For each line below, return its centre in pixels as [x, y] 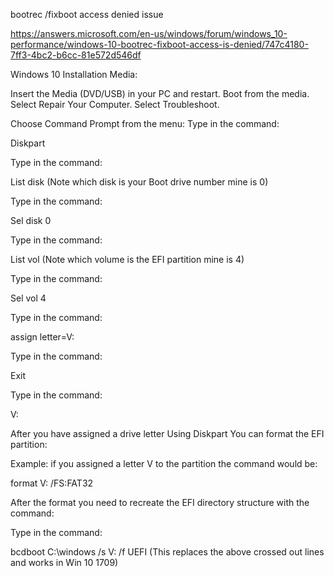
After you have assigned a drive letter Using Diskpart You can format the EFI [167, 433]
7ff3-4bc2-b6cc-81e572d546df [76, 55]
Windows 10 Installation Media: [74, 74]
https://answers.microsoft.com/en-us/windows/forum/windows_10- [149, 33]
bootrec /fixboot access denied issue [87, 14]
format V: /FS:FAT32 [52, 483]
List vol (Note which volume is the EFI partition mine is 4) [127, 259]
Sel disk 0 [31, 220]
